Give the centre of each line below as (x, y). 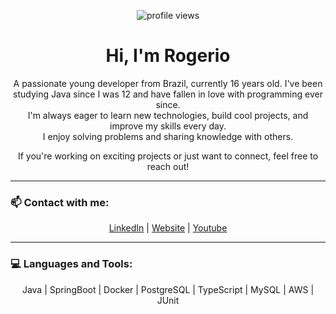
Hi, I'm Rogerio (168, 56)
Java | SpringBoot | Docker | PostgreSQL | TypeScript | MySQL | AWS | (168, 289)
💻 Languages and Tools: (71, 264)
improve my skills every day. (168, 126)
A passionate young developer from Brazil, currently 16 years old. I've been (168, 83)
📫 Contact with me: (60, 202)
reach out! (168, 166)
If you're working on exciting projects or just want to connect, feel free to (168, 156)
